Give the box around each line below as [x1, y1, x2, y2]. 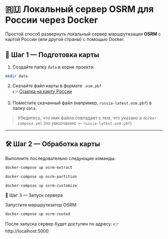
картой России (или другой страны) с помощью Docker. [5, 36, 125, 42]
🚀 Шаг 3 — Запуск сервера [5, 192, 63, 198]
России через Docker [5, 14, 98, 26]
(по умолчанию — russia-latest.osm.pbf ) [43, 120, 132, 126]
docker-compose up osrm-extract [5, 165, 72, 170]
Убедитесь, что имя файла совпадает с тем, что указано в [17, 115, 142, 121]
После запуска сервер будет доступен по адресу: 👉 [5, 221, 119, 227]
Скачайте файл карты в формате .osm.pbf [12, 82, 101, 88]
